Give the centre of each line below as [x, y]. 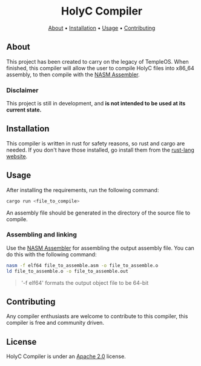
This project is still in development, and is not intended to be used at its [96, 104]
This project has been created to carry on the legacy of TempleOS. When [97, 61]
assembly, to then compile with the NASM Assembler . [73, 75]
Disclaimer [22, 90]
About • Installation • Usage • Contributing [102, 28]
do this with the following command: [51, 254]
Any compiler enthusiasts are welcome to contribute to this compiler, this [97, 316]
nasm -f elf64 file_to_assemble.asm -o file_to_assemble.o [82, 265]
